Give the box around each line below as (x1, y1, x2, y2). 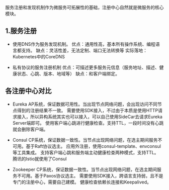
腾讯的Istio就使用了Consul (12, 155, 67, 162)
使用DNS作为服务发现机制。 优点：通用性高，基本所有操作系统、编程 (12, 41, 156, 47)
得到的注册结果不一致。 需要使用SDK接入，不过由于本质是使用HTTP (17, 107, 158, 113)
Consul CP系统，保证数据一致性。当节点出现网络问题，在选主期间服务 (12, 137, 158, 143)
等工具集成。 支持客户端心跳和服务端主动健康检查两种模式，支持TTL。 (12, 149, 159, 155)
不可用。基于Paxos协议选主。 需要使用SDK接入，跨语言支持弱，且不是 (17, 172, 163, 178)
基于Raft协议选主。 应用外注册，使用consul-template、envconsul (26, 143, 161, 149)
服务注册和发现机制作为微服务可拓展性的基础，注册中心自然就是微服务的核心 (5, 5, 164, 10)
